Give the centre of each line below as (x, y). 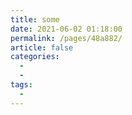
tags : (21, 85)
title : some (35, 19)
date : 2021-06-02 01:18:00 (66, 29)
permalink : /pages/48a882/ (66, 38)
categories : (35, 57)
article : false (42, 47)
